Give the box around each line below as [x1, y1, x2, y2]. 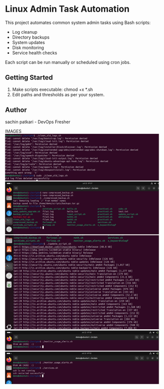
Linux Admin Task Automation [5, 3, 130, 15]
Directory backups [12, 34, 50, 40]
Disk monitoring [12, 44, 44, 50]
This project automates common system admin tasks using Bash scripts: [5, 20, 151, 25]
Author [5, 106, 27, 114]
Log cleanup [12, 29, 38, 35]
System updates [12, 39, 45, 45]
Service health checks [12, 50, 58, 56]
